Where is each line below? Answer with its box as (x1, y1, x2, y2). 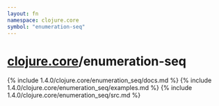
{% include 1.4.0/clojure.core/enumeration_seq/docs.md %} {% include (7, 76, 212, 84)
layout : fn (7, 10, 39, 17)
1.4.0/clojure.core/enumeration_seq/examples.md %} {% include (7, 84, 193, 92)
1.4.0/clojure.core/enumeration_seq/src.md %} (7, 91, 141, 100)
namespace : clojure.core (7, 17, 79, 24)
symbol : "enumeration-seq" (7, 23, 86, 30)
